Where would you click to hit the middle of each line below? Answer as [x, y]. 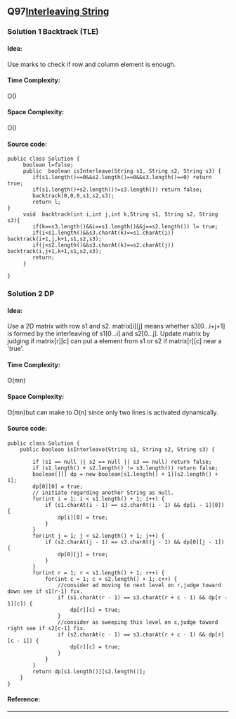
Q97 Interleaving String [58, 12]
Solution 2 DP [31, 294]
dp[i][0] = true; [83, 517]
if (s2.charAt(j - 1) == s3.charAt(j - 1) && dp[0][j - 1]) [135, 542]
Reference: [24, 699]
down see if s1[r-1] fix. [45, 591]
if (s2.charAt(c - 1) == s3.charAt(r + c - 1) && [131, 634]
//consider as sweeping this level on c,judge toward [138, 622]
